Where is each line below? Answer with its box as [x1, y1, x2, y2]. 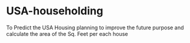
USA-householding [6, 4, 104, 18]
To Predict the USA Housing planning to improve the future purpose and [6, 24, 184, 31]
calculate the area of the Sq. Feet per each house [6, 30, 128, 37]
